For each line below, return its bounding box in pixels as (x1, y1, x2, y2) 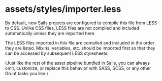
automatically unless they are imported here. (5, 30, 96, 36)
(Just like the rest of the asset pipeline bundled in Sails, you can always (5, 60, 150, 66)
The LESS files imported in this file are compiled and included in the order (5, 40, 155, 45)
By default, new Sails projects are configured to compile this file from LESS (5, 20, 158, 26)
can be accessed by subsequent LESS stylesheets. (5, 50, 109, 56)
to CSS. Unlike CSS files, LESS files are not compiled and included (5, 25, 139, 31)
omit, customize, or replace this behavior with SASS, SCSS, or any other (5, 65, 151, 71)
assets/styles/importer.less (5, 3, 122, 15)
